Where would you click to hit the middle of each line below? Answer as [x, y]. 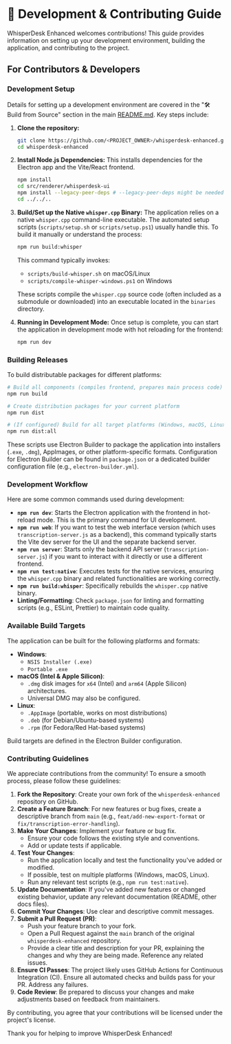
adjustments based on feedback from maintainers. [88, 999]
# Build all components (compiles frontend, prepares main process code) [115, 387]
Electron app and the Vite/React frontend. [76, 167]
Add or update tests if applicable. [74, 846]
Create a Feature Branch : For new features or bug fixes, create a [109, 809]
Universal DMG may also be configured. [84, 698]
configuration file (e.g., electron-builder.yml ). [73, 467]
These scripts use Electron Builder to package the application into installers [114, 444]
